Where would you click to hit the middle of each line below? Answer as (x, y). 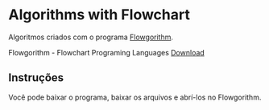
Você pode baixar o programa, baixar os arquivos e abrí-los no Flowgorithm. (135, 97)
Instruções (36, 78)
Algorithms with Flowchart (99, 15)
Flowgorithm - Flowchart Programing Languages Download (107, 52)
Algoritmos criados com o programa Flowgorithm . (91, 37)
